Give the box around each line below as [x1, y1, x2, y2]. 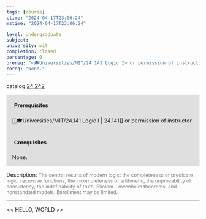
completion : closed [6, 48, 56, 55]
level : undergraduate [6, 31, 62, 37]
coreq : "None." [6, 65, 45, 72]
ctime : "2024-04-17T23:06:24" [6, 15, 84, 21]
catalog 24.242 [6, 82, 45, 89]
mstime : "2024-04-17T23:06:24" [6, 20, 86, 26]
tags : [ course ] [6, 9, 45, 15]
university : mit [6, 43, 48, 49]
